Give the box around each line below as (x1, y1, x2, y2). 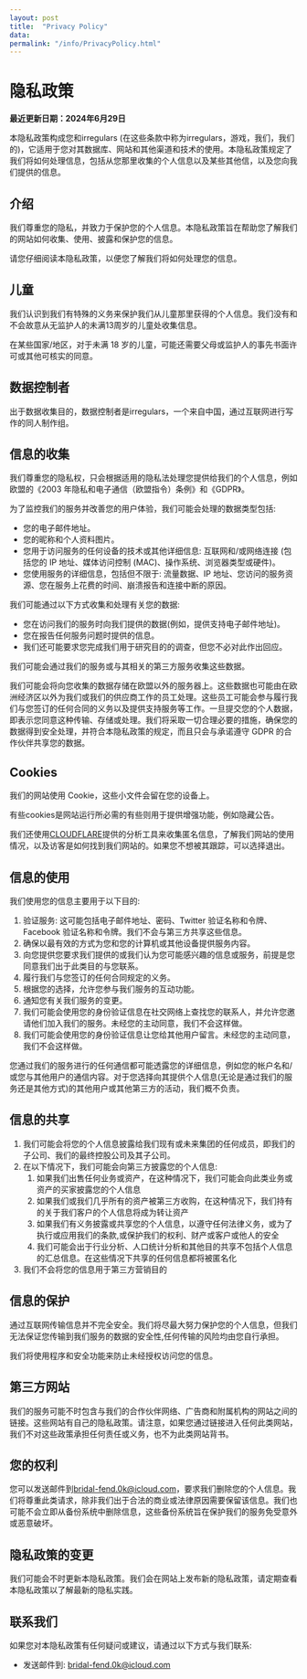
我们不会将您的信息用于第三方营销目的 (22, 1263, 167, 1275)
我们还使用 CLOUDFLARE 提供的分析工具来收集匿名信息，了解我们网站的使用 (9, 829, 295, 840)
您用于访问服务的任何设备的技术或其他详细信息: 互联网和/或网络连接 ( (22, 546, 284, 557)
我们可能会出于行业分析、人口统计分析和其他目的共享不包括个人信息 (36, 1240, 293, 1252)
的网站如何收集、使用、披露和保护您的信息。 (9, 234, 178, 244)
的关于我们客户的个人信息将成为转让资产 (36, 1206, 189, 1217)
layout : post (9, 13, 59, 23)
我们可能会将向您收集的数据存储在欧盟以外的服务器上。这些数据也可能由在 (9, 680, 290, 691)
